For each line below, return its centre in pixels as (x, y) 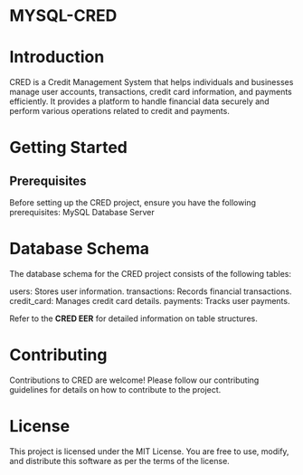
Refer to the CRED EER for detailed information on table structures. (133, 318)
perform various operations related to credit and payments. (120, 111)
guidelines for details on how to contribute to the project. (115, 389)
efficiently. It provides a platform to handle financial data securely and (139, 101)
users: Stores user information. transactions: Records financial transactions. (151, 291)
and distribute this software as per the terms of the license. (120, 461)
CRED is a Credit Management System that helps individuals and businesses (151, 82)
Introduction (57, 57)
